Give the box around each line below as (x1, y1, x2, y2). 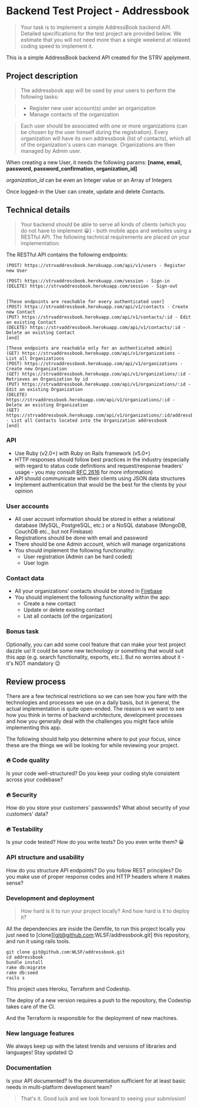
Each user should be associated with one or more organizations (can (20, 122, 187, 129)
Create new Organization (6, 366, 67, 371)
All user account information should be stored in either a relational (14, 516, 175, 523)
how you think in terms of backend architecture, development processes (6, 711, 183, 718)
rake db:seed (6, 970, 38, 976)
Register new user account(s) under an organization (29, 105, 156, 112)
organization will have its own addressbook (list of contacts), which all (20, 135, 192, 142)
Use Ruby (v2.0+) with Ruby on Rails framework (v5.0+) (14, 449, 150, 457)
